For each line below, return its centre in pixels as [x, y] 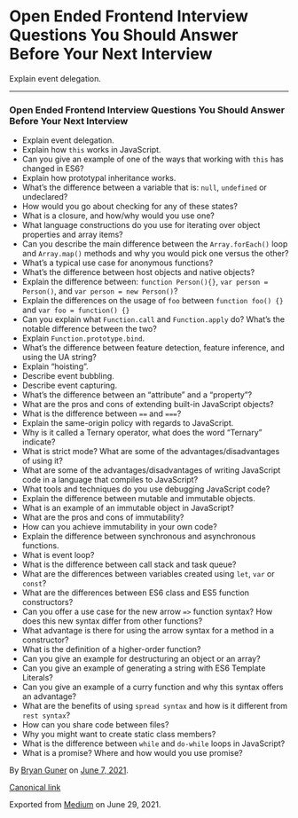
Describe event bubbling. [68, 376]
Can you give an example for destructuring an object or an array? [141, 659]
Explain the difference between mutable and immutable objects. [138, 499]
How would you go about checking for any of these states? [129, 207]
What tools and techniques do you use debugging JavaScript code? [146, 489]
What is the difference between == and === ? [102, 413]
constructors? [47, 602]
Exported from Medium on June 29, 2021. [85, 805]
